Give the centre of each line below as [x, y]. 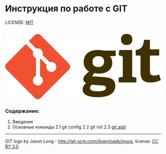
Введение [23, 122]
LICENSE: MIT [19, 22]
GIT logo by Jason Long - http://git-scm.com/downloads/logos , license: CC [82, 141]
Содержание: [22, 111]
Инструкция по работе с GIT [66, 9]
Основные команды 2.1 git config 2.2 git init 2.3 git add [69, 127]
